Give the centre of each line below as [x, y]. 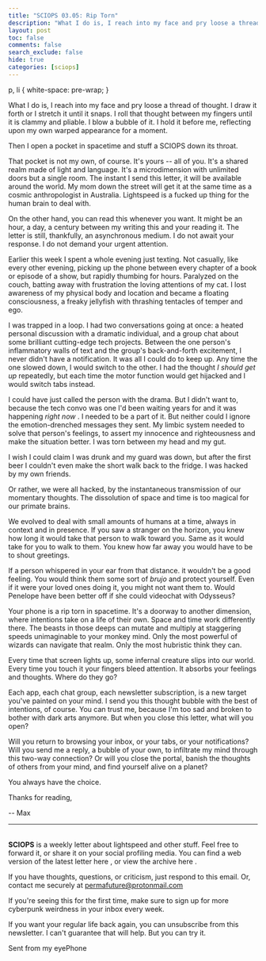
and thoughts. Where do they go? [63, 677]
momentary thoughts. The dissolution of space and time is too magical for [129, 497]
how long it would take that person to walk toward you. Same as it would [126, 538]
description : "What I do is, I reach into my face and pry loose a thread [134, 23]
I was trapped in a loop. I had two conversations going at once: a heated [126, 325]
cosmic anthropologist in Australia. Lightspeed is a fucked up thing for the [129, 194]
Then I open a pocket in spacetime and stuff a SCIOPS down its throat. [123, 145]
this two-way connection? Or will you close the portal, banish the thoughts [129, 758]
